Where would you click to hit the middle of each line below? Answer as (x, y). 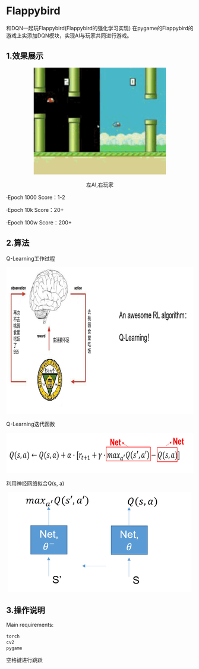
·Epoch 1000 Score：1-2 (36, 197)
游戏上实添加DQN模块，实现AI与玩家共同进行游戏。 (69, 35)
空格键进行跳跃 (24, 660)
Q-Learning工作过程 (31, 258)
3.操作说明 (26, 610)
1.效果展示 (25, 56)
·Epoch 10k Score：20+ (35, 210)
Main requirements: (30, 625)
